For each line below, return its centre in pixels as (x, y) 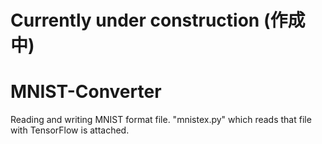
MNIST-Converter (86, 92)
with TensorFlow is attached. (70, 130)
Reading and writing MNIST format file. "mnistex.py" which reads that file (161, 120)
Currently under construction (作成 (158, 20)
